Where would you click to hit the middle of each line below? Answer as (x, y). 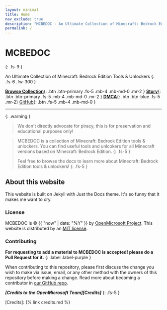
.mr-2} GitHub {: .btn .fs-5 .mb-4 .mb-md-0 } (50, 102)
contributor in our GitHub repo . (37, 283)
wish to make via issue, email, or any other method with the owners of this (81, 273)
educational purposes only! (45, 131)
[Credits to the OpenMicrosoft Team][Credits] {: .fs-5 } (63, 293)
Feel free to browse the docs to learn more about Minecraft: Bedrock (87, 161)
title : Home (17, 14)
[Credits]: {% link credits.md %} (38, 303)
